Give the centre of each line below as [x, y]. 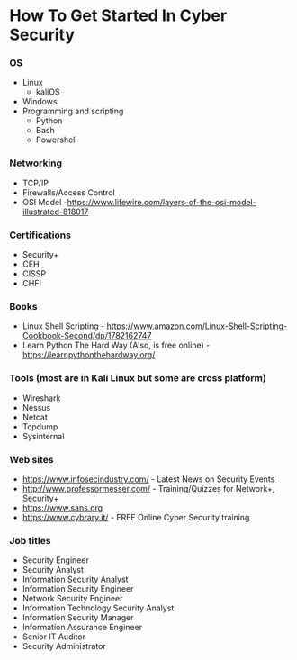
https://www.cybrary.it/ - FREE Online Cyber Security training [136, 517]
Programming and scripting [73, 111]
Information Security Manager [78, 618]
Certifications [40, 235]
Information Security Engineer [78, 589]
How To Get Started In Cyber [118, 16]
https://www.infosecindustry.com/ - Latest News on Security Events [148, 479]
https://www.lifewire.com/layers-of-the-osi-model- [162, 202]
